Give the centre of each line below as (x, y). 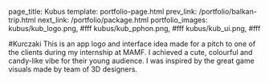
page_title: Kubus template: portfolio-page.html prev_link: (103, 12)
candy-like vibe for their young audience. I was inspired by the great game (131, 61)
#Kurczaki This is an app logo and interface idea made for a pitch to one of (132, 44)
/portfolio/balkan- (228, 12)
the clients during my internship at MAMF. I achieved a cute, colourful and (130, 52)
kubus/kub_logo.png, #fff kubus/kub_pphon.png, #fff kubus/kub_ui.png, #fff (134, 28)
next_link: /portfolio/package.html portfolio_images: (122, 20)
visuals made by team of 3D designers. (73, 69)
